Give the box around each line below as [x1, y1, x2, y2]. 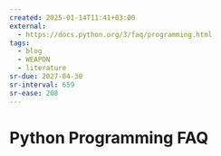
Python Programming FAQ [9, 127, 209, 148]
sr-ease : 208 [9, 88, 59, 97]
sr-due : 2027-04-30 [9, 72, 83, 81]
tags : [9, 38, 30, 48]
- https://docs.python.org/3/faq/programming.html [17, 30, 213, 39]
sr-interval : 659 [9, 80, 75, 89]
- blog [17, 47, 43, 56]
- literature [17, 64, 67, 73]
